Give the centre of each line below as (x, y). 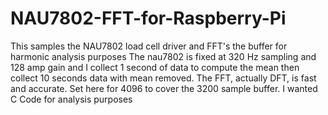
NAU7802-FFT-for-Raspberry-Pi (148, 18)
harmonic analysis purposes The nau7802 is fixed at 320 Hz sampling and (163, 56)
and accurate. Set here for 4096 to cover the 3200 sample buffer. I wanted (164, 88)
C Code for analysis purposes (71, 99)
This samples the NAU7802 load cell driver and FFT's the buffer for (149, 46)
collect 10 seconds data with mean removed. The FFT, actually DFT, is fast (163, 78)
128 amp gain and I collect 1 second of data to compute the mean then (155, 67)
